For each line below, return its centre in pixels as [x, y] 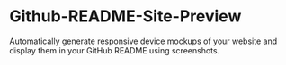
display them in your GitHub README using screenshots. [115, 50]
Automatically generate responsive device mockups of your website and [143, 41]
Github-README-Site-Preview [125, 16]
